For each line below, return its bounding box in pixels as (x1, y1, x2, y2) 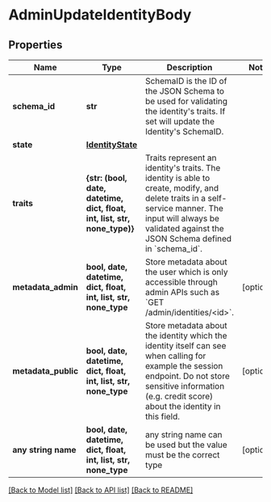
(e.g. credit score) (144, 390, 214, 402)
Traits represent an (144, 152, 217, 163)
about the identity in (144, 401, 221, 411)
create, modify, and (144, 183, 219, 193)
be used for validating (144, 95, 228, 107)
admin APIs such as (144, 287, 220, 297)
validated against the (144, 223, 224, 234)
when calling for (144, 350, 206, 361)
